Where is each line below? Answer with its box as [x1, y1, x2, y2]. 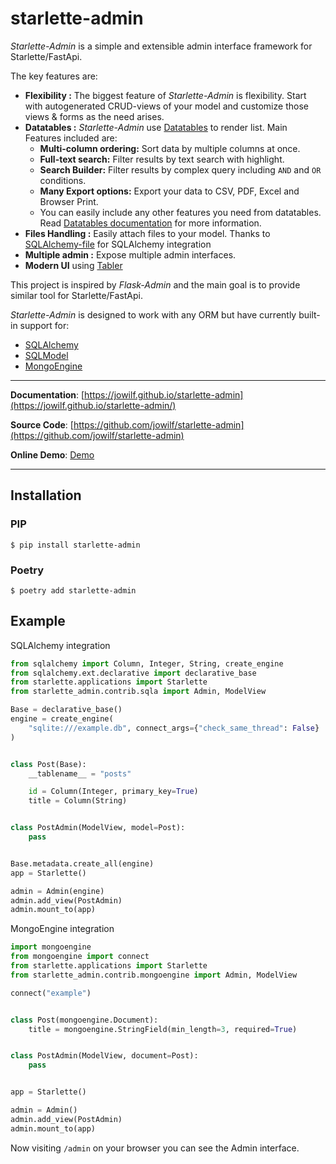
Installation [10, 487, 82, 504]
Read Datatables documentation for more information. [39, 217, 262, 229]
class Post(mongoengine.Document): [10, 1015, 159, 1025]
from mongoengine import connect [10, 952, 150, 962]
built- [298, 308, 321, 321]
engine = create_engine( [10, 714, 114, 724]
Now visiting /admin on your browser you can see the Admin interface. [10, 1142, 300, 1154]
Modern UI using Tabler [24, 259, 123, 271]
